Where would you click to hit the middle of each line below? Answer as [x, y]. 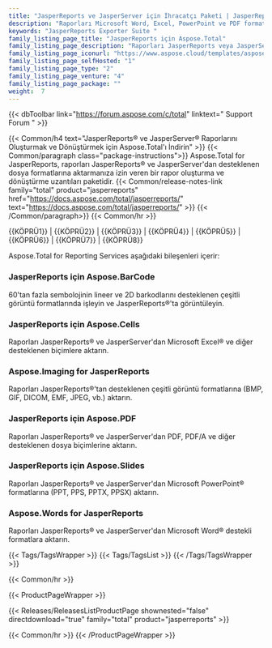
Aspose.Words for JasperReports [76, 513]
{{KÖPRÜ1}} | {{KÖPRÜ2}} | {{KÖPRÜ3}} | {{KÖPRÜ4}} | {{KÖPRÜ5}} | [125, 232]
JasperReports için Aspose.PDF [72, 419]
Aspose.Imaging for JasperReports [79, 371]
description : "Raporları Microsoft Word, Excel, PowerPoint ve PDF [125, 23]
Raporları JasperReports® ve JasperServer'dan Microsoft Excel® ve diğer [131, 342]
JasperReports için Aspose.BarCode [82, 277]
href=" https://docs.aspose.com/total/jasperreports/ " [96, 198]
